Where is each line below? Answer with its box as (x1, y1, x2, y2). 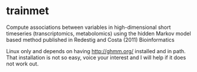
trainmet (6, 4, 49, 18)
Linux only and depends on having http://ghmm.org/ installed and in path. (6, 47, 186, 54)
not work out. (6, 60, 39, 67)
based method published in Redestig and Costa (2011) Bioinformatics (6, 36, 175, 43)
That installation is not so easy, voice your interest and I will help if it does (6, 54, 186, 61)
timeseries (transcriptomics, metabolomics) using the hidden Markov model (6, 30, 191, 37)
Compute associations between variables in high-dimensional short (6, 24, 171, 31)
